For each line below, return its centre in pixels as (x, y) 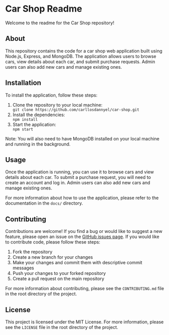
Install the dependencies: (39, 115)
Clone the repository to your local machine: (57, 105)
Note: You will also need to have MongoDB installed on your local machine (82, 138)
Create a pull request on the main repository (58, 279)
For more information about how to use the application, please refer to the (82, 198)
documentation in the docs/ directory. (44, 203)
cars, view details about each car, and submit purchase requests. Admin (80, 62)
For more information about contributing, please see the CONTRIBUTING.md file (85, 289)
